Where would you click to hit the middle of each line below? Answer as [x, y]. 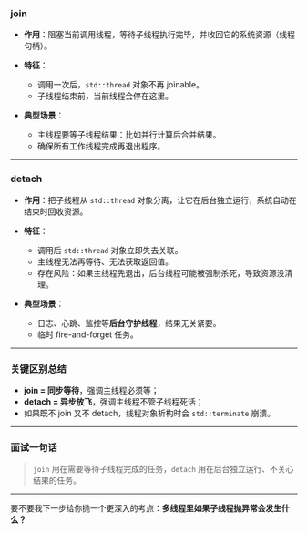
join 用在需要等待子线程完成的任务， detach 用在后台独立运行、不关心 [163, 469]
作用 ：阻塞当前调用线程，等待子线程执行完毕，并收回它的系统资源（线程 [159, 35]
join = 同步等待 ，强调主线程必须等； [91, 390]
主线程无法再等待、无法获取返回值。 [105, 261]
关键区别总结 [39, 369]
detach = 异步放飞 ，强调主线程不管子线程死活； [113, 401]
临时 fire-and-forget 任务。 [88, 334]
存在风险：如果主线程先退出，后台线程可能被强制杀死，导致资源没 [161, 272]
